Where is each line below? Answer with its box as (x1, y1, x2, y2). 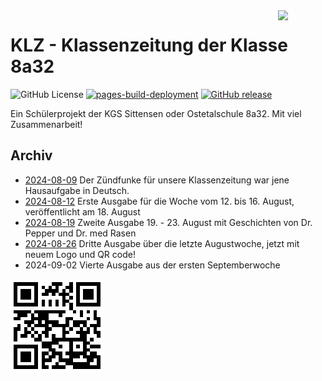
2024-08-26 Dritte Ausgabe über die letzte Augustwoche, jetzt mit (24, 237, 300, 249)
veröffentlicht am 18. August (24, 205, 141, 218)
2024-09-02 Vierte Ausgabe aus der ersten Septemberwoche (24, 259, 281, 271)
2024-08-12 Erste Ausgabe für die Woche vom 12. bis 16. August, (24, 195, 295, 207)
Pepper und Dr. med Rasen (24, 227, 137, 239)
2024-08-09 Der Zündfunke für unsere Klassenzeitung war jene (24, 174, 290, 186)
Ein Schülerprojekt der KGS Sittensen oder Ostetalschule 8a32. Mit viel (10, 107, 302, 119)
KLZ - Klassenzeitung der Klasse (10, 34, 288, 57)
